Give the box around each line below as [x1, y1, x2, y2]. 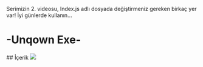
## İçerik [6, 54, 29, 61]
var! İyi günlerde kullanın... [6, 12, 72, 19]
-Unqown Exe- [6, 33, 81, 47]
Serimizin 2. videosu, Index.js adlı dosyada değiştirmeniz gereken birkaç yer [6, 5, 197, 12]
